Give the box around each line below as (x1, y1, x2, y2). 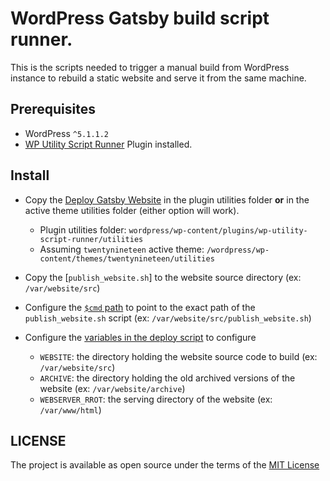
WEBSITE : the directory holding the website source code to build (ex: (39, 350, 318, 362)
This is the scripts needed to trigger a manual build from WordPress (10, 61, 290, 73)
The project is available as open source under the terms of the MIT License (10, 459, 320, 471)
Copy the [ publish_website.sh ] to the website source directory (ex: (24, 271, 302, 283)
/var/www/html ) (39, 403, 102, 416)
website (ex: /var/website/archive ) (39, 382, 186, 394)
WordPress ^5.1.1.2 (24, 127, 110, 139)
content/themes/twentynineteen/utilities (39, 253, 215, 264)
